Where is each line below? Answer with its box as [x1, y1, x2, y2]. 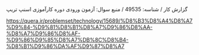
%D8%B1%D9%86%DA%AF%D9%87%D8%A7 [6, 42, 125, 50]
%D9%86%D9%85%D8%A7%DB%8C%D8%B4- [6, 36, 129, 43]
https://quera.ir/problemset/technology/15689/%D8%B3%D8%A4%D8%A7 [6, 17, 193, 24]
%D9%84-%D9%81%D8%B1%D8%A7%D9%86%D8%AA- [6, 24, 153, 30]
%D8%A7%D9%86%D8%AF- [6, 30, 81, 37]
